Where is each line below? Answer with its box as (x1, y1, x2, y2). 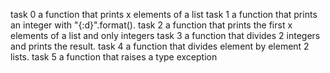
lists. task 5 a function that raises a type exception (10, 51, 218, 63)
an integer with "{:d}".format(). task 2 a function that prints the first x (10, 19, 293, 31)
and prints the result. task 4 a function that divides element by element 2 (10, 40, 310, 52)
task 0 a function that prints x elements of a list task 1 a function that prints (10, 9, 318, 20)
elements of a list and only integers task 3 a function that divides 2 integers (10, 30, 321, 41)
